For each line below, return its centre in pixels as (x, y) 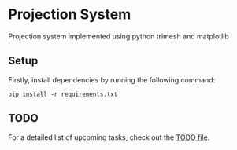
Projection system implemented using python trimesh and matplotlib (119, 36)
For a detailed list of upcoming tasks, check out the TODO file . (109, 137)
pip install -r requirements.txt (63, 94)
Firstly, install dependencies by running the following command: (112, 79)
